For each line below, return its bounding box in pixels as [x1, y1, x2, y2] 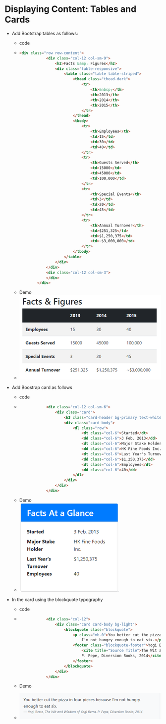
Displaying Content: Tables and [4, 3, 137, 15]
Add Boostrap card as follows [11, 385, 72, 390]
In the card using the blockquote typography [11, 596, 103, 603]
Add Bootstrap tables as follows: [11, 30, 78, 36]
